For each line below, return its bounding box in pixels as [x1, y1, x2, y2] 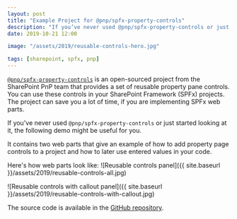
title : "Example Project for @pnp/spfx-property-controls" [7, 17, 185, 24]
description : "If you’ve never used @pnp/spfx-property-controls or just [7, 23, 230, 30]
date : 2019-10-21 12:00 [7, 30, 78, 37]
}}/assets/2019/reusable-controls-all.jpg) [7, 169, 127, 177]
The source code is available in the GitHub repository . [7, 203, 164, 212]
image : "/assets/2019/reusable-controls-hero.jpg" [7, 43, 160, 50]
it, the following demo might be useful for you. [7, 126, 141, 134]
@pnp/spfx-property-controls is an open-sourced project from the [7, 75, 200, 83]
